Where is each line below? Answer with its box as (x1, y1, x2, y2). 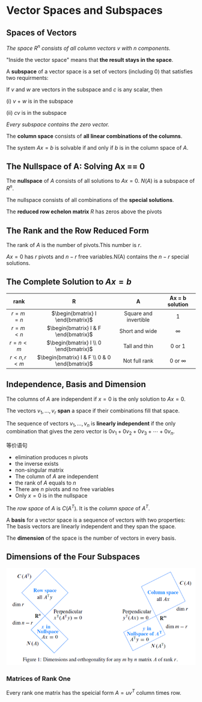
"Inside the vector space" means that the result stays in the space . (6, 56, 174, 63)
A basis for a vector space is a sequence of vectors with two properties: (6, 516, 186, 523)
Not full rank (123, 357, 154, 364)
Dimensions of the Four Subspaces (6, 552, 140, 562)
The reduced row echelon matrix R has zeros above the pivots (6, 208, 162, 215)
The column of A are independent (14, 472, 99, 480)
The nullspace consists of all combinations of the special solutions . (6, 197, 174, 204)
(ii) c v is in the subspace (6, 109, 67, 116)
